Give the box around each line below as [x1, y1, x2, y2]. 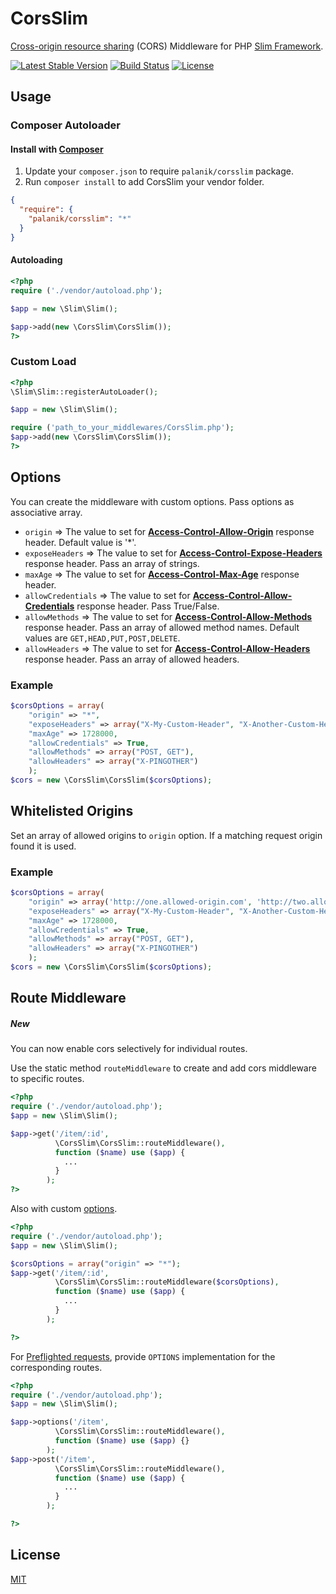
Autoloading [10, 254, 63, 266]
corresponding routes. [10, 1361, 103, 1373]
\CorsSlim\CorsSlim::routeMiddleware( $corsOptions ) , [54, 1277, 280, 1287]
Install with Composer [10, 143, 104, 155]
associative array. [10, 506, 83, 518]
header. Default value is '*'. [24, 536, 137, 548]
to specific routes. [10, 1073, 85, 1085]
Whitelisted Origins [10, 803, 134, 820]
